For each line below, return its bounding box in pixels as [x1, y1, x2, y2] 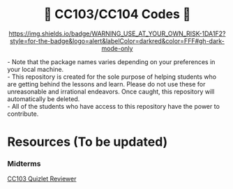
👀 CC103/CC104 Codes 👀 [43, 6, 191, 22]
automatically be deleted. [7, 94, 80, 103]
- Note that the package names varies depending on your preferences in [7, 57, 216, 66]
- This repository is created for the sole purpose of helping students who [7, 73, 217, 81]
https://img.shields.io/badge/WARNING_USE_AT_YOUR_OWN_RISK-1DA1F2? [8, 29, 226, 38]
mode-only [101, 44, 133, 52]
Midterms [7, 159, 41, 169]
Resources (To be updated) [7, 134, 168, 150]
